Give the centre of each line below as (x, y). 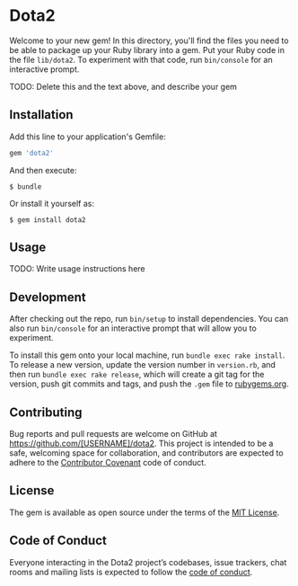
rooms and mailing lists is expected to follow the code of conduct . (131, 572)
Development (48, 297)
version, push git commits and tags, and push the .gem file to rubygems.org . (149, 384)
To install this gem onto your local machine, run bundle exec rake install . (147, 355)
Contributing (46, 412)
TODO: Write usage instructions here (77, 269)
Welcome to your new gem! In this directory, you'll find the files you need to (149, 40)
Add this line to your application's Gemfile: (88, 137)
